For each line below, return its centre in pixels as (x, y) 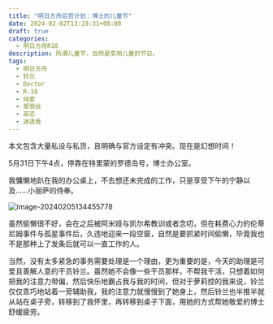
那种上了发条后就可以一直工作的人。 (83, 244)
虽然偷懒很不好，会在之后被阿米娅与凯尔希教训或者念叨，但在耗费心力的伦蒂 (136, 223)
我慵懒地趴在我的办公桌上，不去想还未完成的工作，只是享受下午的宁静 (126, 180)
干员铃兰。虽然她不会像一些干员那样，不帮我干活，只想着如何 (161, 271)
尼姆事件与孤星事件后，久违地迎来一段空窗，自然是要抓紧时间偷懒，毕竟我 (133, 233)
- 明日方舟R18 (37, 46)
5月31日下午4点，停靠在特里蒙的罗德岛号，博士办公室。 (102, 162)
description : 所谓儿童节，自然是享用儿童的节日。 (84, 54)
